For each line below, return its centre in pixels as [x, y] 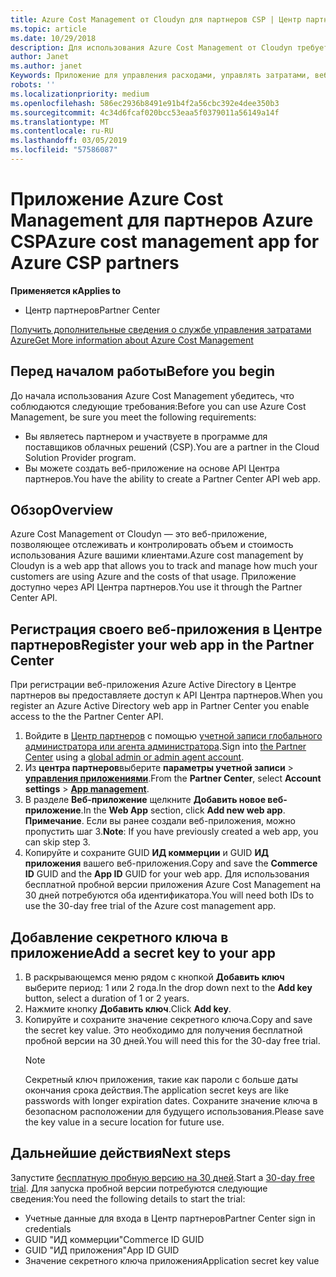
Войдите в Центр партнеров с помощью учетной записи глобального [173, 736]
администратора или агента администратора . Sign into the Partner [165, 747]
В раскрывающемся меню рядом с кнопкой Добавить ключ [154, 977]
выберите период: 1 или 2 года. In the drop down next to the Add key [168, 988]
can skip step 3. [57, 842]
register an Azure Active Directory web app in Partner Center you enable [160, 706]
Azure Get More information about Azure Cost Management [132, 340]
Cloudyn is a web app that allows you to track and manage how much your [164, 566]
